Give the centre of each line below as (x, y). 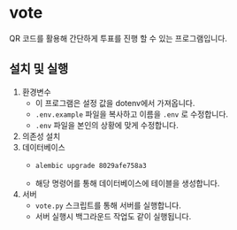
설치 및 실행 (39, 69)
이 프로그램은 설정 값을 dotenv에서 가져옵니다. (115, 103)
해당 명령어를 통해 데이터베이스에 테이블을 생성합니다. (127, 183)
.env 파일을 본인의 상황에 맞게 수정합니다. (107, 125)
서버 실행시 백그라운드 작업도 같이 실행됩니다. (113, 216)
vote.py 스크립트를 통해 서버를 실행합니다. (108, 205)
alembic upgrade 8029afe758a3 (91, 165)
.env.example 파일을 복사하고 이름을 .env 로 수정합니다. (131, 114)
